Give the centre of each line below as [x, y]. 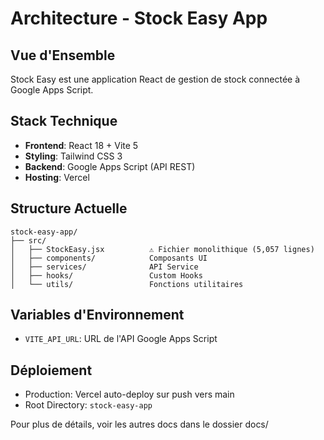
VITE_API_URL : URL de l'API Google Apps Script [121, 339]
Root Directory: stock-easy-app [88, 405]
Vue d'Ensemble [63, 55]
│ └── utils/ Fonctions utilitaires [127, 284]
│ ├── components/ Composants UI [109, 258]
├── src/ [28, 240]
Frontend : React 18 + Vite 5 [81, 145]
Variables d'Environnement [97, 315]
